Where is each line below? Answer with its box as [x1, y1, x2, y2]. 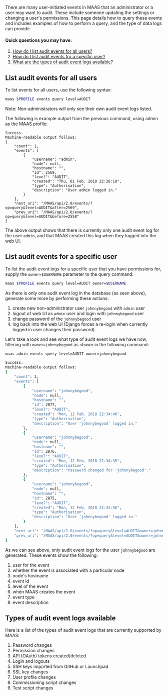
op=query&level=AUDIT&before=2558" [5, 214, 79, 219]
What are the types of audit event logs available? [12, 59, 113, 65]
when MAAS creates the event [12, 588, 75, 594]
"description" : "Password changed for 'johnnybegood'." [31, 467, 151, 473]
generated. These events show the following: [5, 552, 98, 558]
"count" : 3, [14, 374, 39, 379]
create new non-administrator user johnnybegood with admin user [12, 305, 145, 311]
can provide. [5, 26, 31, 32]
